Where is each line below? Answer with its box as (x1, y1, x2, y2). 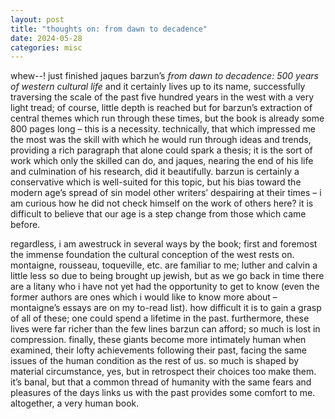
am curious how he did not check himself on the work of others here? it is (10, 197, 314, 210)
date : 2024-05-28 (10, 33, 83, 43)
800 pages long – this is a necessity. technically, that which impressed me (10, 123, 316, 135)
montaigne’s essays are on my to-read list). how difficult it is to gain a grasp (10, 302, 322, 314)
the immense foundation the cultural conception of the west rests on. (10, 249, 295, 261)
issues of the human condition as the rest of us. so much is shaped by (10, 355, 300, 367)
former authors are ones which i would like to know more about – (10, 291, 278, 303)
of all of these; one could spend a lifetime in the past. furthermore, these (10, 312, 310, 325)
